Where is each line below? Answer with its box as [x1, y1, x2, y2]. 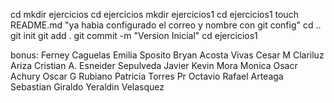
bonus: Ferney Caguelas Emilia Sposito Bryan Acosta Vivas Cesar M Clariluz [10, 49, 325, 61]
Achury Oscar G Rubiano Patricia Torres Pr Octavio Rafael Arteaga [10, 70, 284, 82]
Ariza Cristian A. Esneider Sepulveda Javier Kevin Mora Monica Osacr [10, 60, 298, 71]
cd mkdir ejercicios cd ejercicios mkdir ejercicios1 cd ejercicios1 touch [10, 9, 299, 20]
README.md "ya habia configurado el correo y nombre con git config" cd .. [10, 19, 322, 31]
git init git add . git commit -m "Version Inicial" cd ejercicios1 [10, 30, 258, 41]
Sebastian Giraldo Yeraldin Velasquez [10, 81, 165, 93]
